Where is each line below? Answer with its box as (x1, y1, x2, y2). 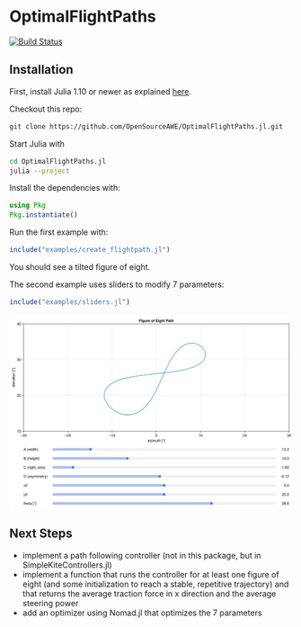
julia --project (9, 166, 70, 175)
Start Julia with (9, 138, 66, 149)
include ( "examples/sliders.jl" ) (9, 298, 130, 307)
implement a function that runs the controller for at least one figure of (22, 569, 280, 579)
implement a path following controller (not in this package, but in (22, 550, 261, 560)
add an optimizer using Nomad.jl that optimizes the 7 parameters (22, 607, 262, 618)
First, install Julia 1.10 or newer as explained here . (9, 85, 191, 96)
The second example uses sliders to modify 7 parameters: (9, 279, 225, 290)
